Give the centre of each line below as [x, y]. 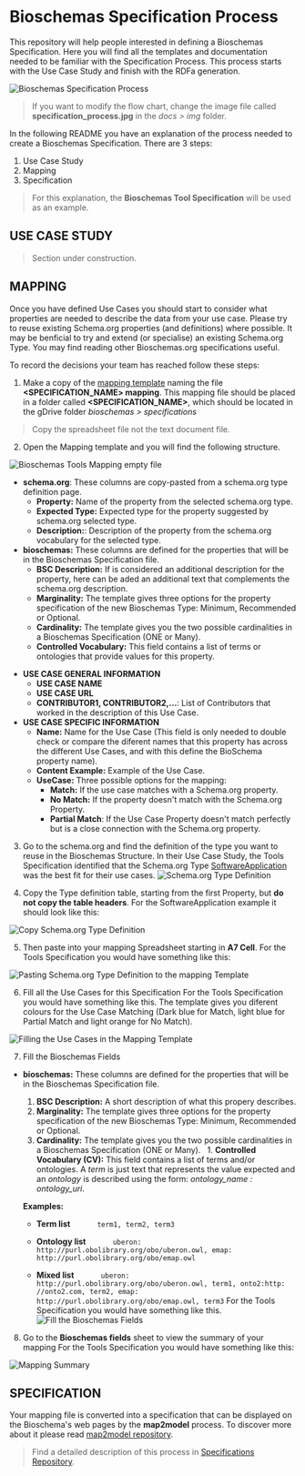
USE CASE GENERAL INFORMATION [91, 673]
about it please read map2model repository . [91, 1434]
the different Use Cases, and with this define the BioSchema [149, 751]
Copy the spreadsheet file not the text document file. [131, 429]
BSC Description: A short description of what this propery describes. [166, 1101]
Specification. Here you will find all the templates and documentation [139, 51]
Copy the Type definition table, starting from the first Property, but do [153, 893]
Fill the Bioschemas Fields [71, 1056]
